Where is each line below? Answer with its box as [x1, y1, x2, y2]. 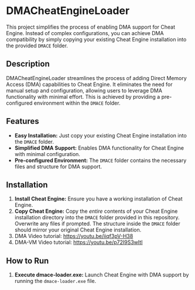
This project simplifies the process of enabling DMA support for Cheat [6, 23, 176, 30]
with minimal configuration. [14, 150, 81, 157]
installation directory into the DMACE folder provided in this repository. [14, 214, 180, 221]
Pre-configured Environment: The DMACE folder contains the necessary [14, 157, 187, 164]
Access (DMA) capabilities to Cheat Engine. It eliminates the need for [6, 81, 173, 88]
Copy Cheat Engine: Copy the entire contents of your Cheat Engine [14, 208, 178, 215]
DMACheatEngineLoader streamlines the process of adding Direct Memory [6, 74, 187, 81]
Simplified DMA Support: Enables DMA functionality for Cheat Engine [14, 144, 184, 151]
